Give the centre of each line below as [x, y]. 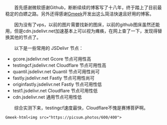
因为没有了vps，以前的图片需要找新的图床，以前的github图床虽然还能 [87, 25]
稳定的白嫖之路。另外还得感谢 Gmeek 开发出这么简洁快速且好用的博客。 [80, 14]
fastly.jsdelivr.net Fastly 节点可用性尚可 [53, 78]
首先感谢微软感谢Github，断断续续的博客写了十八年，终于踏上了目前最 [88, 7]
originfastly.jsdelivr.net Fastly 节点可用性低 [57, 84]
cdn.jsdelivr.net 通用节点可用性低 [47, 97]
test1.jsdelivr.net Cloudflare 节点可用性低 [55, 91]
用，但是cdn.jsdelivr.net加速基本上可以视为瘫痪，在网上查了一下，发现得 [81, 31]
